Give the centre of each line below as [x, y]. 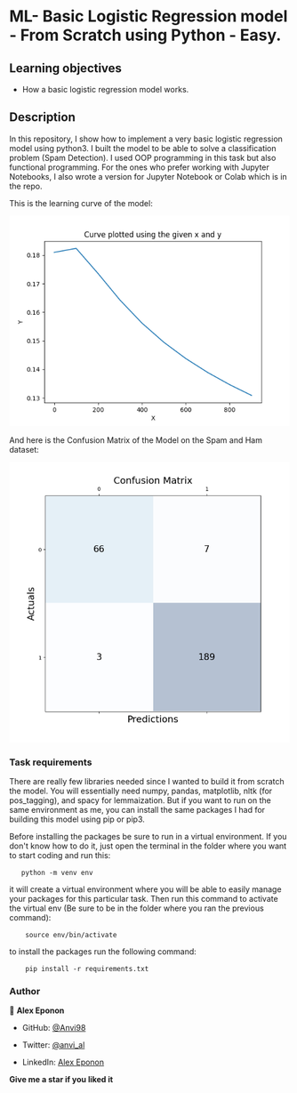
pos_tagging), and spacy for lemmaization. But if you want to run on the [140, 800]
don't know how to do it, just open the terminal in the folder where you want [148, 846]
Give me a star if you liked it [61, 1080]
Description [42, 117]
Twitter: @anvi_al [53, 1045]
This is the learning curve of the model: [81, 203]
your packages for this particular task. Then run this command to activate [144, 899]
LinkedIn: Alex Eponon [63, 1062]
